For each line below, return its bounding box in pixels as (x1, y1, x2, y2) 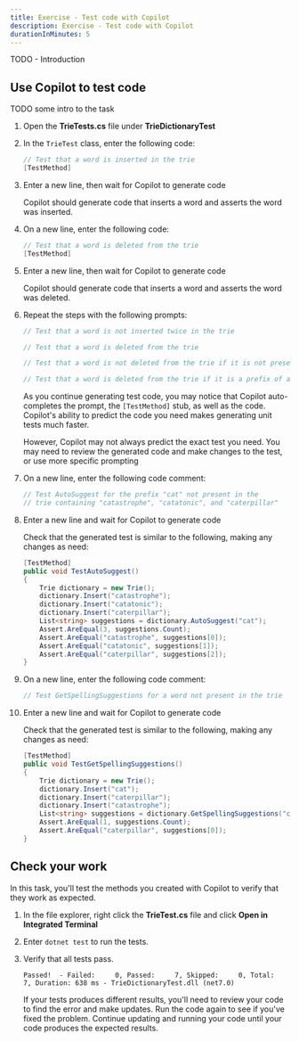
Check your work (10, 859, 108, 874)
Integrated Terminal (22, 919, 99, 930)
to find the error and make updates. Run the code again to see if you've (22, 1004, 286, 1014)
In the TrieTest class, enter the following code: (22, 138, 196, 149)
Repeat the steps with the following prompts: (22, 309, 188, 320)
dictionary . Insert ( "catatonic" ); (39, 600, 164, 609)
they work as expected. (10, 892, 96, 903)
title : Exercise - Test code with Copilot (10, 12, 170, 22)
